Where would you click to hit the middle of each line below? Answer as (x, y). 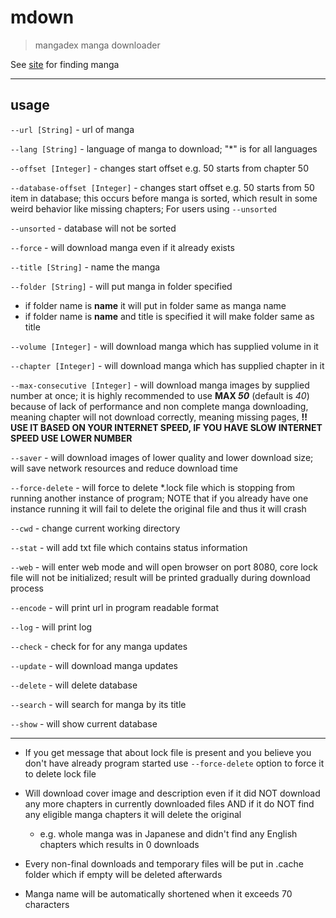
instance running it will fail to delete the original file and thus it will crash (158, 508)
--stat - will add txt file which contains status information (129, 547)
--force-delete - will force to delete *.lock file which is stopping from (153, 487)
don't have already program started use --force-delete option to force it (174, 763)
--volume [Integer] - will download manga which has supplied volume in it (164, 346)
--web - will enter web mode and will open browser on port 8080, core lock (164, 567)
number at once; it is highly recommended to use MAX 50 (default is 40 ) (160, 395)
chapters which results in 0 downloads (119, 844)
